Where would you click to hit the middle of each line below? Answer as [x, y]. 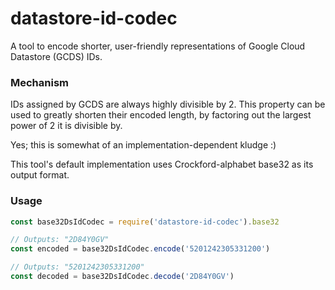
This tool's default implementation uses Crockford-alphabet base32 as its [162, 164]
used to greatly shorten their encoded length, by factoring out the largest [161, 115]
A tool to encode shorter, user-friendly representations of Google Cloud [158, 46]
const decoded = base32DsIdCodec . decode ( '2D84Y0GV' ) [122, 277]
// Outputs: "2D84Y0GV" [60, 240]
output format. [40, 175]
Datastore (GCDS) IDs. [56, 56]
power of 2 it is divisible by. [66, 126]
